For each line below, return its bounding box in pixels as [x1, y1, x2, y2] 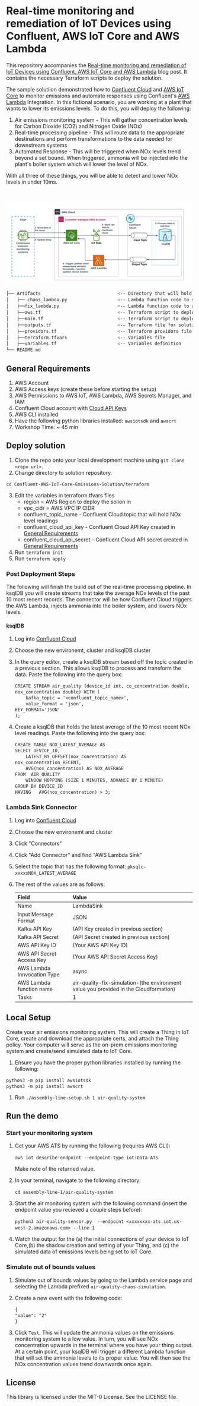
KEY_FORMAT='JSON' [14, 707, 60, 713]
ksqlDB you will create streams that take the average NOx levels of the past [6, 589, 190, 597]
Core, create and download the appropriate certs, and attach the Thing [6, 1035, 179, 1042]
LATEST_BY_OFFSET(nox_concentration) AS [25, 754, 127, 760]
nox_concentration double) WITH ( [14, 689, 100, 695]
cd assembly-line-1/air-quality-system [14, 1190, 114, 1196]
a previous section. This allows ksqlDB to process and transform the [14, 664, 181, 672]
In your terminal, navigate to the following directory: [14, 1177, 141, 1184]
